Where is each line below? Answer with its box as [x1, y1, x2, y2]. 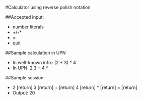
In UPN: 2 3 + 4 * [12, 65, 48, 71]
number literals [12, 24, 44, 30]
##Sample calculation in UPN [5, 50, 66, 56]
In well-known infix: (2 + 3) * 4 [12, 60, 77, 65]
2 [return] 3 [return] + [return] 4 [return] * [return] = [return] [12, 84, 137, 90]
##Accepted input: [5, 14, 44, 20]
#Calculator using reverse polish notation [5, 5, 91, 10]
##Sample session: [5, 75, 45, 80]
